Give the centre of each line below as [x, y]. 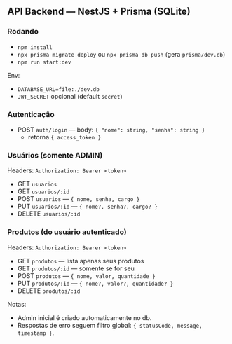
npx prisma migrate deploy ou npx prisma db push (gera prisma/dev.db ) [121, 54]
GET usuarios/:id [43, 191]
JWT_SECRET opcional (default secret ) [70, 96]
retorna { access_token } [64, 137]
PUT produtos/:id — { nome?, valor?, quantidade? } [95, 283]
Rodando [23, 32]
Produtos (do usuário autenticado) [67, 232]
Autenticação [31, 114]
